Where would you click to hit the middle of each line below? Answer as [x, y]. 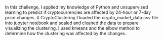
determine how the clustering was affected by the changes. [66, 33]
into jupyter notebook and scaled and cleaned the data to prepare [72, 23]
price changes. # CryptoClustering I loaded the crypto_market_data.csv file [81, 18]
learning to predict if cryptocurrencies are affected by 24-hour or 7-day [78, 12]
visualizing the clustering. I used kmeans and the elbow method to [72, 28]
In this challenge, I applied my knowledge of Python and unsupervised [77, 7]
